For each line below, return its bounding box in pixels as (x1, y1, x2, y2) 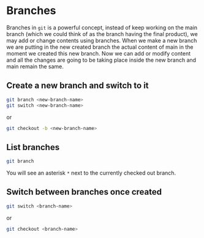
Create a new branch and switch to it (6, 81, 149, 91)
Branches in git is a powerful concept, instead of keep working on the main (6, 24, 198, 31)
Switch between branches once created (6, 187, 162, 197)
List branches (6, 142, 60, 153)
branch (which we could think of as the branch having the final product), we (6, 30, 198, 37)
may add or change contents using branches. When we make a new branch (6, 37, 197, 44)
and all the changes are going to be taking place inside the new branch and (6, 56, 197, 63)
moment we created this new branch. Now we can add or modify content (6, 49, 191, 57)
